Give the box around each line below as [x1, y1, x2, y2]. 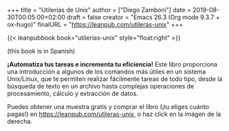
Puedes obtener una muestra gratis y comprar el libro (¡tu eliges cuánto [7, 103, 210, 110]
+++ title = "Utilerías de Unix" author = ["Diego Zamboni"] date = [7, 6, 191, 14]
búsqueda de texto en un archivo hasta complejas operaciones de [7, 82, 195, 90]
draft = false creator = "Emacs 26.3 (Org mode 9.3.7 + [66, 13, 220, 21]
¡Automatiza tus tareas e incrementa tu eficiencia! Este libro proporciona [7, 60, 218, 68]
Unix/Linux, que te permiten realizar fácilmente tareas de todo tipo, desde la [7, 75, 223, 83]
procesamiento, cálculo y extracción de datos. [7, 89, 139, 97]
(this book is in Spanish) [7, 47, 76, 55]
